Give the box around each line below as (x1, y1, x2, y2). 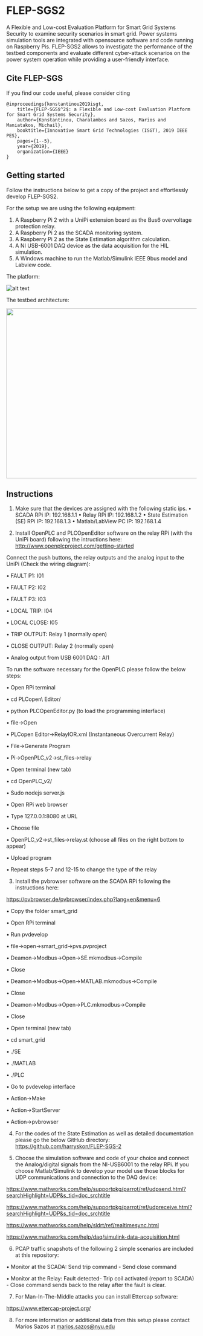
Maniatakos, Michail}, (6, 122, 63, 128)
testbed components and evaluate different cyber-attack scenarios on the (6, 49, 190, 56)
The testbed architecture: (6, 296, 69, 303)
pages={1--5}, (17, 138, 53, 144)
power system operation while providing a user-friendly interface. (6, 56, 170, 63)
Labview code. (14, 261, 52, 268)
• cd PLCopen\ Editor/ (6, 695, 61, 703)
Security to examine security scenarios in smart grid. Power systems (6, 30, 178, 37)
